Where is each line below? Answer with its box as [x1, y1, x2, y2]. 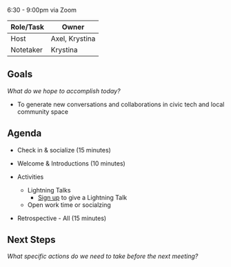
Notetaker [10, 45, 43, 55]
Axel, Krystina [50, 34, 96, 43]
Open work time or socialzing [27, 200, 112, 209]
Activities [17, 172, 44, 181]
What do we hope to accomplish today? [7, 86, 121, 95]
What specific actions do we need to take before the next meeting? [7, 252, 199, 261]
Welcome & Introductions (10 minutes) [17, 159, 125, 168]
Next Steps [7, 234, 56, 246]
